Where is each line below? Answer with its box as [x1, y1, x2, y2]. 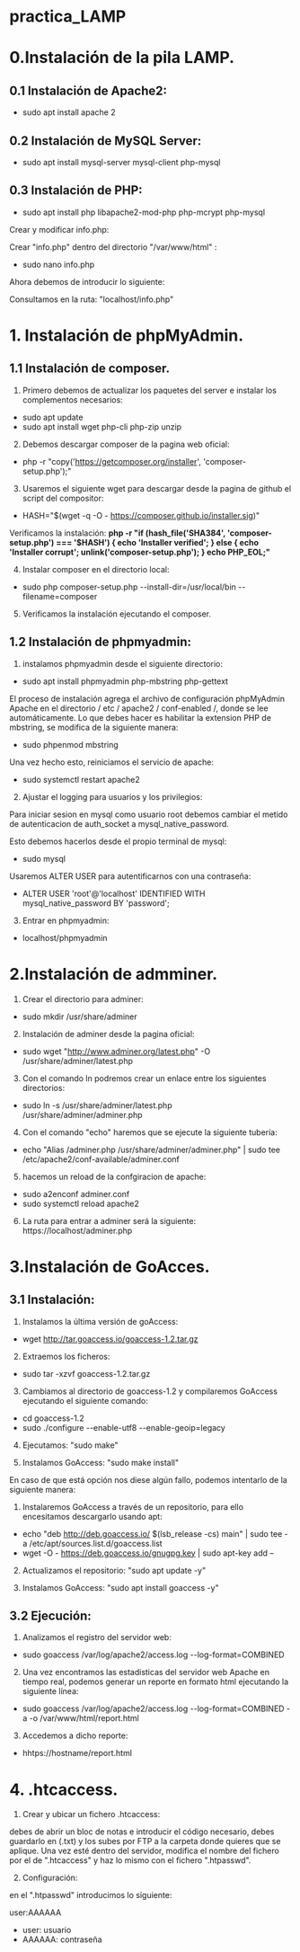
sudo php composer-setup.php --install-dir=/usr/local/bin [22, 581, 236, 592]
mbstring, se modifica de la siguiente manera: [9, 722, 179, 732]
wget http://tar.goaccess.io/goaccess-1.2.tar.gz [22, 1333, 199, 1344]
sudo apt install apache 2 [22, 107, 116, 118]
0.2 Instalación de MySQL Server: [9, 133, 202, 148]
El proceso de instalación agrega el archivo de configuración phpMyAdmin [9, 693, 286, 704]
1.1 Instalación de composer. [9, 361, 171, 377]
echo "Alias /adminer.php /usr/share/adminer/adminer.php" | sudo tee [22, 1144, 281, 1155]
